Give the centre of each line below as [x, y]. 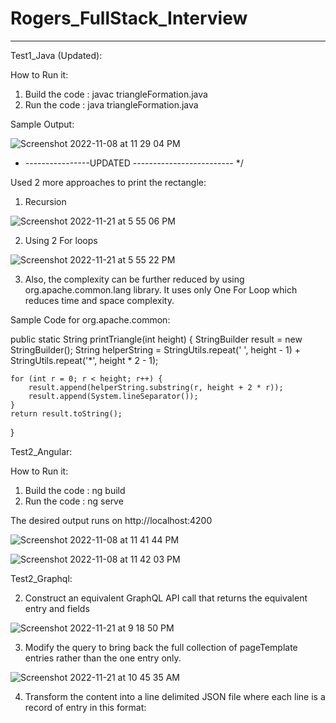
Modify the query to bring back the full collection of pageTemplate [161, 647]
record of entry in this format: [85, 707]
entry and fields [57, 608]
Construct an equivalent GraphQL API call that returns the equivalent [166, 598]
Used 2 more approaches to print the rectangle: [108, 182]
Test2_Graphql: [41, 578]
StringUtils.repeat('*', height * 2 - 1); [84, 360]
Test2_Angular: [41, 451]
